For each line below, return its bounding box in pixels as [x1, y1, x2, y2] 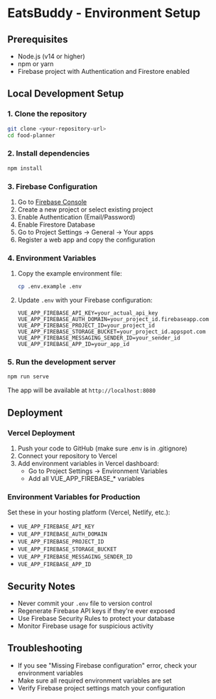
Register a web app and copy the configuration [17, 235, 156, 244]
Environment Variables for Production [7, 492, 141, 502]
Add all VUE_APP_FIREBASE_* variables [28, 474, 145, 482]
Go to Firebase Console [17, 197, 87, 206]
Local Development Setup [7, 87, 124, 100]
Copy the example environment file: [17, 269, 122, 278]
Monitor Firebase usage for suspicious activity [17, 622, 154, 630]
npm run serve [7, 373, 50, 381]
